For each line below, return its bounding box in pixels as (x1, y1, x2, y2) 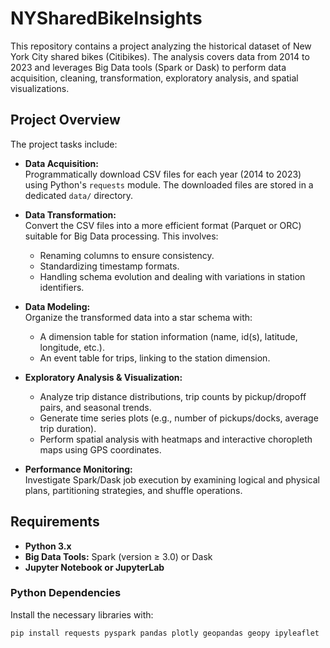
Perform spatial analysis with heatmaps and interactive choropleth (39, 433, 313, 445)
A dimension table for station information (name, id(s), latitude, (39, 330, 298, 342)
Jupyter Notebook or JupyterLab (24, 561, 165, 573)
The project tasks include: (10, 138, 118, 150)
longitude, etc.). (39, 341, 105, 353)
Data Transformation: (24, 208, 117, 221)
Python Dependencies (10, 586, 122, 600)
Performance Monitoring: (24, 463, 133, 475)
